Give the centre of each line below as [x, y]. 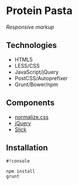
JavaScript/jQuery [36, 72]
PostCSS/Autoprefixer [41, 78]
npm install [21, 172]
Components [30, 103]
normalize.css [31, 117]
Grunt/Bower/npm [36, 84]
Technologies [32, 45]
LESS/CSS [27, 66]
